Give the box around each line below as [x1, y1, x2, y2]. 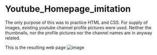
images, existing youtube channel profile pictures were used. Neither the [5, 24, 152, 30]
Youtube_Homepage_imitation [5, 3, 131, 15]
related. [5, 35, 21, 41]
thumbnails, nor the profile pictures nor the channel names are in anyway [5, 30, 153, 36]
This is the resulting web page [5, 44, 66, 50]
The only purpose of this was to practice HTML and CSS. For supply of [5, 19, 148, 25]
